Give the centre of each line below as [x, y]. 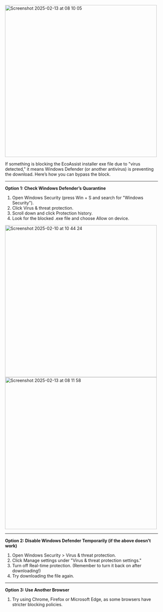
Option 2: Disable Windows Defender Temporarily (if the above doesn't [78, 540]
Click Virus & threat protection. [43, 208]
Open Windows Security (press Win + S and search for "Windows [78, 198]
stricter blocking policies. [37, 604]
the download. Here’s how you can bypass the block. [58, 174]
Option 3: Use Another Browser [37, 590]
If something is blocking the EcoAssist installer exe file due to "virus [73, 164]
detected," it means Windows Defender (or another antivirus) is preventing [79, 169]
